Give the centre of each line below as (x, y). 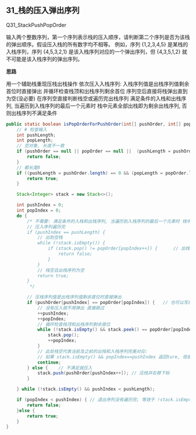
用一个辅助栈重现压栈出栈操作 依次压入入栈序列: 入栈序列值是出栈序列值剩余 (98, 84)
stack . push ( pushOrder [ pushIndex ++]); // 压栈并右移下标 (104, 373)
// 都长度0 (28, 168)
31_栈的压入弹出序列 (43, 11)
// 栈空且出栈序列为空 (61, 270)
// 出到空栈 (50, 238)
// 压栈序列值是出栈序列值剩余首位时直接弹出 (74, 297)
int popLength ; (35, 140)
